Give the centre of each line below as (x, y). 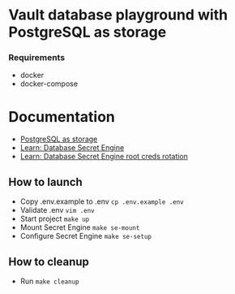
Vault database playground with (118, 15)
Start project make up (55, 219)
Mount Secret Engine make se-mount (80, 227)
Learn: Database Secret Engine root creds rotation (104, 157)
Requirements (37, 58)
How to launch (45, 182)
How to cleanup (49, 262)
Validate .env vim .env (57, 210)
